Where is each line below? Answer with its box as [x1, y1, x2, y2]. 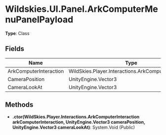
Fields [5, 45, 25, 53]
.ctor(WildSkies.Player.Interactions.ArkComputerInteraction [12, 114, 140, 120]
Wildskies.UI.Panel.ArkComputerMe [5, 3, 158, 15]
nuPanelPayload [5, 14, 74, 25]
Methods [5, 100, 34, 109]
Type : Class [5, 30, 30, 36]
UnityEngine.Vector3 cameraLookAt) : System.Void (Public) [12, 124, 135, 130]
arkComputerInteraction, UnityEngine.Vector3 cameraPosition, [12, 119, 146, 125]
